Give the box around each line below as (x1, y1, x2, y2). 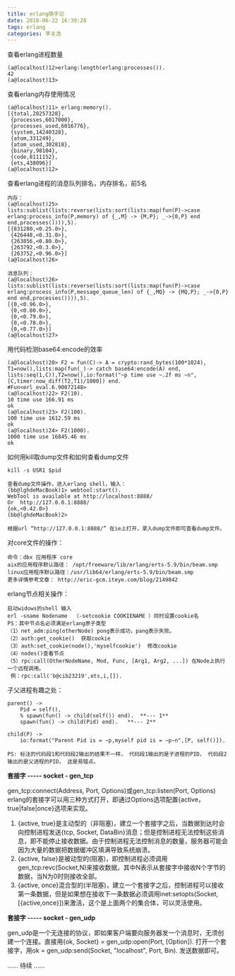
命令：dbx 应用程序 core (7, 554, 73, 561)
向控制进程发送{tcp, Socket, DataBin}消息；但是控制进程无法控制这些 (17, 828, 219, 837)
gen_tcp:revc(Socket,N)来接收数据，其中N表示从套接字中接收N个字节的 (17, 863, 226, 872)
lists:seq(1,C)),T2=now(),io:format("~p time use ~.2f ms (7, 371, 181, 379)
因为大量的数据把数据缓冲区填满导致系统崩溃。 (17, 845, 154, 855)
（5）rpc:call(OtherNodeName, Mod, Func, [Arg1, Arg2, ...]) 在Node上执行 (7, 657, 226, 665)
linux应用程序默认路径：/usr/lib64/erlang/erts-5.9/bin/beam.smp (7, 569, 194, 576)
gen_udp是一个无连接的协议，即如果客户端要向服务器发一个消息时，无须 (7, 929, 218, 937)
